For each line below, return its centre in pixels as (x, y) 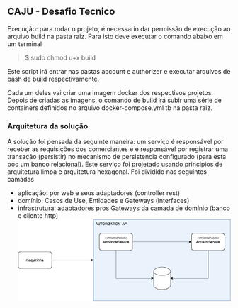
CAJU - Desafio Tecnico (61, 12)
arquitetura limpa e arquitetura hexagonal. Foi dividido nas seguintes (107, 172)
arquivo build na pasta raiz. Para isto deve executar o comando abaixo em (115, 36)
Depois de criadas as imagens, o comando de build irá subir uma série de (114, 100)
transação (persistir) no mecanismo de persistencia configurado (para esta (117, 157)
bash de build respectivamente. (53, 79)
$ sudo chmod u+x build (60, 57)
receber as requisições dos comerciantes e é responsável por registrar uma (118, 149)
